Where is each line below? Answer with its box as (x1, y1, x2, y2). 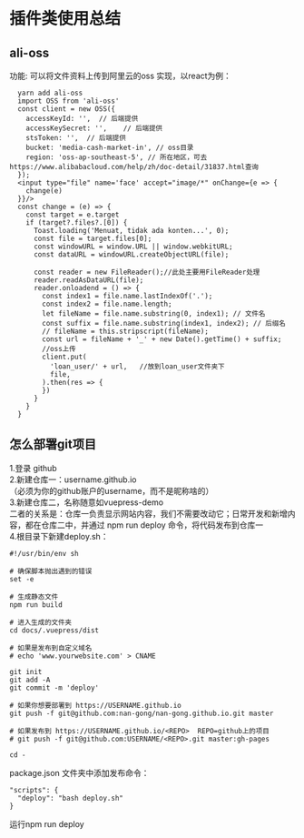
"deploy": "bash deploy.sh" (17, 793, 124, 803)
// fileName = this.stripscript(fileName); (42, 327, 209, 336)
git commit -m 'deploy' (9, 683, 100, 692)
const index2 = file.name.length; (42, 299, 172, 308)
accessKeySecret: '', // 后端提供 (25, 124, 163, 133)
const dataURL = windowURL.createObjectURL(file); (33, 250, 230, 259)
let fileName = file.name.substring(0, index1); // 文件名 (42, 309, 266, 318)
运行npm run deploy (9, 818, 84, 829)
